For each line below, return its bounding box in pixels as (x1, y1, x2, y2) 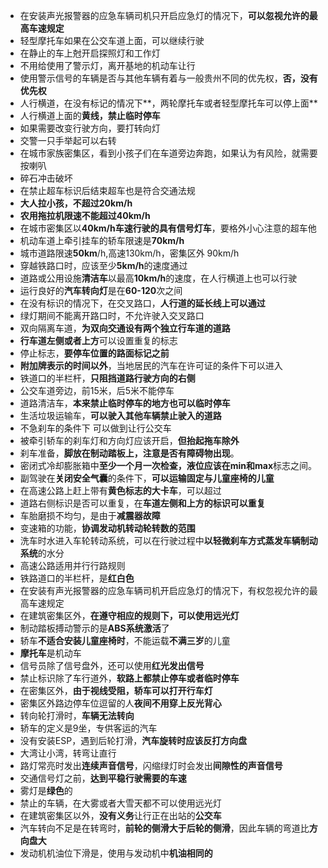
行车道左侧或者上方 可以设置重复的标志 (19, 335, 178, 346)
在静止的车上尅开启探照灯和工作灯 (19, 47, 161, 59)
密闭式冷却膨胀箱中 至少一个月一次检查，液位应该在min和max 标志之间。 (19, 460, 318, 471)
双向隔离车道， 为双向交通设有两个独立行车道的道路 (19, 322, 231, 334)
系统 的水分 (19, 547, 65, 559)
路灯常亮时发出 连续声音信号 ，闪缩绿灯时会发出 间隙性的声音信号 (19, 760, 283, 771)
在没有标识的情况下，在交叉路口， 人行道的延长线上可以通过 (19, 297, 266, 309)
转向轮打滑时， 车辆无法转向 (19, 710, 135, 721)
